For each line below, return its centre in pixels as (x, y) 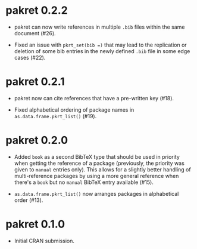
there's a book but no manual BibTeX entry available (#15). (84, 182)
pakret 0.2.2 (37, 10)
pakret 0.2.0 (37, 140)
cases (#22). (30, 57)
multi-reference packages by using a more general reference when (96, 176)
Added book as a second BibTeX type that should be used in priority (97, 156)
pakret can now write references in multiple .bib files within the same (99, 27)
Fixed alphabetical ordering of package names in (74, 110)
